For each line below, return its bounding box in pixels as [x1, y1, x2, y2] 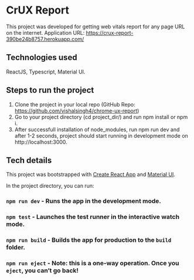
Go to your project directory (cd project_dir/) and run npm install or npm [14, 113, 188, 121]
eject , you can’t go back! [6, 266, 79, 275]
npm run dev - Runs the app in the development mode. [6, 197, 161, 205]
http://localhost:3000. [14, 138, 67, 145]
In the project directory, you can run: [6, 182, 94, 189]
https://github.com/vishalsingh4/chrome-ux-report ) [14, 107, 139, 114]
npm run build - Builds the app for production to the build [6, 236, 172, 244]
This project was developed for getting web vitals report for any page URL [6, 23, 185, 30]
